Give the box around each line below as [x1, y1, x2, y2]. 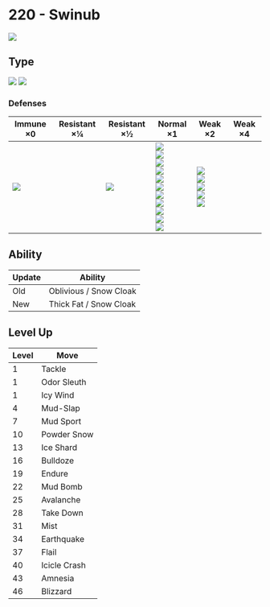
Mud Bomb [41, 481, 83, 492]
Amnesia [41, 572, 75, 584]
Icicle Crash [41, 560, 87, 571]
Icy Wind [41, 389, 75, 400]
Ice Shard [41, 441, 78, 452]
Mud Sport [41, 415, 82, 427]
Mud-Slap [41, 403, 80, 414]
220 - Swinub [8, 6, 100, 24]
